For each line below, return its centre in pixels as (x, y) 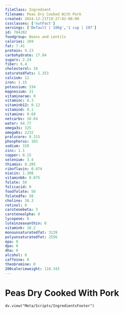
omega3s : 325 (18, 128)
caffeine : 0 (17, 260)
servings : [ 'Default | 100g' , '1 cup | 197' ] (51, 28)
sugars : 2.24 (18, 60)
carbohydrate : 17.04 (26, 55)
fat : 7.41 (15, 46)
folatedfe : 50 (19, 196)
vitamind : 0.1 (19, 110)
